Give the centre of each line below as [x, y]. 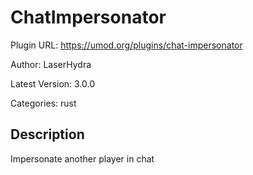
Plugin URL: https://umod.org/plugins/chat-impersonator [126, 45]
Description [47, 134]
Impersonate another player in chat [82, 158]
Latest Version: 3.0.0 [53, 83]
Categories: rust [43, 103]
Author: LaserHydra [51, 64]
